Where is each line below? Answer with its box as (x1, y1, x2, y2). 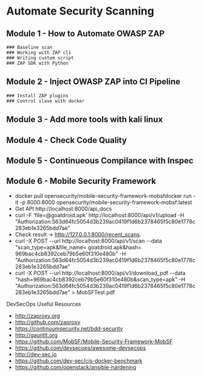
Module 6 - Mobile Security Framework (6, 176, 156, 186)
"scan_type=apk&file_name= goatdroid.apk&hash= (14, 243, 142, 251)
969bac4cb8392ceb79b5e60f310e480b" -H (14, 250, 127, 257)
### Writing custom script (6, 55, 74, 61)
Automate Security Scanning (6, 4, 154, 18)
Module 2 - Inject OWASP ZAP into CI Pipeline (6, 77, 181, 87)
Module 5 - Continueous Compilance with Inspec (6, 156, 194, 166)
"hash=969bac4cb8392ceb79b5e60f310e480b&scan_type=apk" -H (14, 275, 186, 283)
